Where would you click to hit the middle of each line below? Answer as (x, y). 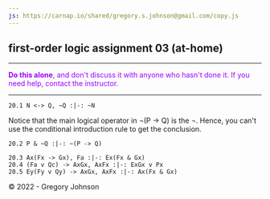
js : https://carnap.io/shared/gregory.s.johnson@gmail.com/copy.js (124, 16)
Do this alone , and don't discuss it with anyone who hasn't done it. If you (129, 75)
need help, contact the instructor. (63, 83)
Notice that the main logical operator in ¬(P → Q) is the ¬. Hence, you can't (133, 120)
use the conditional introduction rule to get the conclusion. (105, 129)
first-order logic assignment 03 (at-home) (116, 49)
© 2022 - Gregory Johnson (54, 187)
